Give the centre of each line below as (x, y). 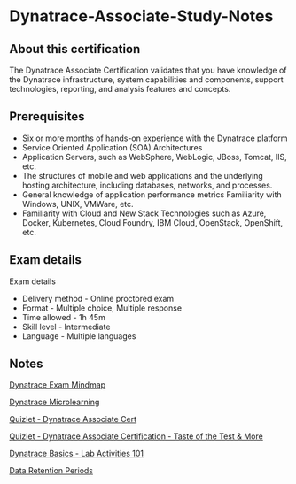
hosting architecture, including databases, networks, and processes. (147, 185)
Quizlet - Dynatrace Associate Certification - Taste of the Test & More (136, 436)
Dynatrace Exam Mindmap (58, 385)
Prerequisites (47, 117)
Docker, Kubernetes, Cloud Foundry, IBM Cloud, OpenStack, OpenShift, (152, 222)
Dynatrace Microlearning (55, 402)
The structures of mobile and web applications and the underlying (142, 175)
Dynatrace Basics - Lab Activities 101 (77, 454)
